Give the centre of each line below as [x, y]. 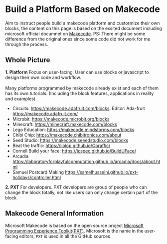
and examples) [20, 98]
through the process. [27, 44]
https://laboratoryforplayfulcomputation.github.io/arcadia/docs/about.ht [86, 161]
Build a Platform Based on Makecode [83, 9]
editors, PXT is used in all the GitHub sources [65, 236]
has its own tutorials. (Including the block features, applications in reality [80, 93]
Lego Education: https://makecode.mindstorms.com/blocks [73, 129]
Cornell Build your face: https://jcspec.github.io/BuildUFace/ [74, 150]
